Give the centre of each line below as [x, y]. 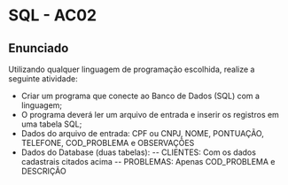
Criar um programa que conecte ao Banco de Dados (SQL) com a [140, 96]
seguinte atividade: [43, 79]
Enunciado [39, 48]
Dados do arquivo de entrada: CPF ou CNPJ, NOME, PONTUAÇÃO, [143, 133]
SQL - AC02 [53, 15]
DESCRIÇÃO [44, 171]
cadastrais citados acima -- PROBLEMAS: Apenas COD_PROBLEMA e [148, 162]
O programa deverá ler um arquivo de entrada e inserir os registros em [150, 115]
